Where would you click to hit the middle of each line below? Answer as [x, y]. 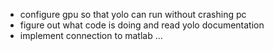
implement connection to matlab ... [91, 35]
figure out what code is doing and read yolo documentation [142, 25]
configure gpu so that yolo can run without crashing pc [133, 14]
